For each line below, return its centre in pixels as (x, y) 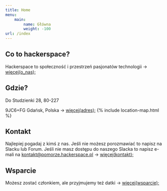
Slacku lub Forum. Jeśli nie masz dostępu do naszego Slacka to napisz (79, 149)
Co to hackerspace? (38, 54)
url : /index (18, 34)
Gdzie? (16, 88)
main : (20, 19)
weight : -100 (37, 29)
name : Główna (37, 24)
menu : (11, 15)
